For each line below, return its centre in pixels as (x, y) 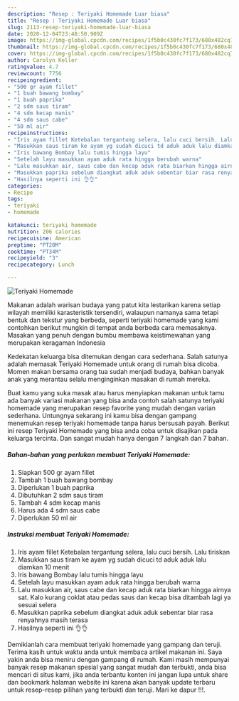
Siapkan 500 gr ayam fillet (56, 472)
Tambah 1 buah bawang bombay (65, 480)
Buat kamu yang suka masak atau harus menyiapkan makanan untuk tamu (116, 393)
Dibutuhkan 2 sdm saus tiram (60, 495)
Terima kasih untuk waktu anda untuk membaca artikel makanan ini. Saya (115, 652)
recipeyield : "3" (33, 258)
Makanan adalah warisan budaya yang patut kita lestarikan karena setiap (114, 305)
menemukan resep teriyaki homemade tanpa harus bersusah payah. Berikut (118, 423)
